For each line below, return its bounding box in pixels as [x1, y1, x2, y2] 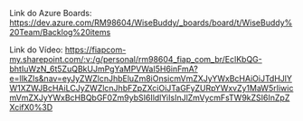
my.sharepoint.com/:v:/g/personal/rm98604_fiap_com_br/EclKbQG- [9, 54, 262, 64]
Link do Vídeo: [9, 44, 63, 55]
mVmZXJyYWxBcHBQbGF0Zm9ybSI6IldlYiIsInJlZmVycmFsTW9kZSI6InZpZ [9, 92, 290, 103]
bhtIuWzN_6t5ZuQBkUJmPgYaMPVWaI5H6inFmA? [9, 63, 199, 74]
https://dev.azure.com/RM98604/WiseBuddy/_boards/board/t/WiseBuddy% [9, 17, 293, 28]
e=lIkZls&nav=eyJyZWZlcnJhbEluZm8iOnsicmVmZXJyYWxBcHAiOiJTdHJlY [9, 73, 292, 84]
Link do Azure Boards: [9, 8, 92, 18]
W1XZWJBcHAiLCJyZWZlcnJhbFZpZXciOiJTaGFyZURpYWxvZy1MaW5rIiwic [9, 83, 294, 93]
